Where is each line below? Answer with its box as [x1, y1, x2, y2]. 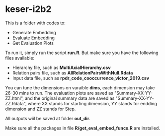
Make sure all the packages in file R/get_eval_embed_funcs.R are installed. [5, 125, 160, 131]
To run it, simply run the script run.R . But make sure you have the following [5, 50, 159, 56]
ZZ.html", [5, 95, 24, 101]
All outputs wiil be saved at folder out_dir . [5, 115, 91, 121]
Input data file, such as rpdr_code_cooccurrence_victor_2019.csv [12, 75, 150, 81]
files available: [5, 55, 35, 61]
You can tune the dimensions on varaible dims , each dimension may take [5, 84, 155, 90]
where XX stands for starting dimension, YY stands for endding [27, 100, 158, 106]
